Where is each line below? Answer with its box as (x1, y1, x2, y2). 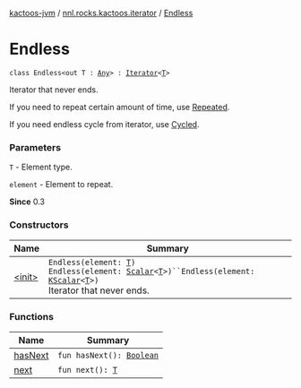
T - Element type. (9, 161, 73, 173)
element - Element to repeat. (9, 179, 114, 190)
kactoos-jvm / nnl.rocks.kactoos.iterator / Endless (9, 8, 193, 18)
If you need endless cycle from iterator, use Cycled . (9, 118, 200, 129)
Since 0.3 (9, 196, 45, 207)
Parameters (9, 141, 61, 153)
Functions (9, 311, 54, 323)
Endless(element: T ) (47, 257, 136, 267)
